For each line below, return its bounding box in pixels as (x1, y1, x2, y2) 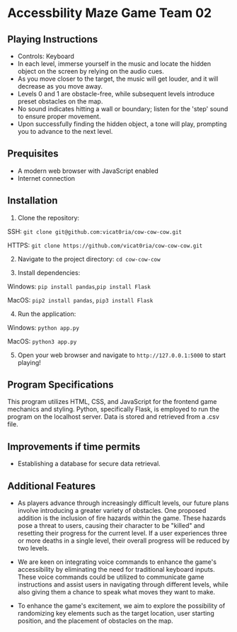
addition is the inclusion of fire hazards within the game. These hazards (17, 514, 226, 522)
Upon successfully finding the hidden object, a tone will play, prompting (17, 120, 228, 128)
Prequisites (7, 147, 59, 160)
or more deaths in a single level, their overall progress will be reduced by (17, 536, 230, 545)
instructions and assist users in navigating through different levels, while (17, 580, 229, 589)
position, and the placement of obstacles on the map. (17, 616, 173, 625)
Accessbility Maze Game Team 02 (7, 5, 212, 21)
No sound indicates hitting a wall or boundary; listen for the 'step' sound (17, 105, 229, 113)
